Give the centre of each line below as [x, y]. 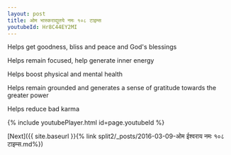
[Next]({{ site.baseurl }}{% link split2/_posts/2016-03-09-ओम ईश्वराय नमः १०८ [116, 136]
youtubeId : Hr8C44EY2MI [43, 27]
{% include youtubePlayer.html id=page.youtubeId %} [86, 123]
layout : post [27, 14]
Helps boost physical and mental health [65, 74]
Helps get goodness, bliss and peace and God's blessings [92, 47]
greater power [28, 95]
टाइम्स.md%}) [26, 144]
